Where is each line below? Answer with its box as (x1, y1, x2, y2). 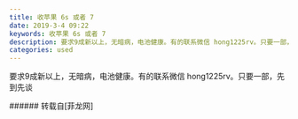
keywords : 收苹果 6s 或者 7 (9, 29, 106, 38)
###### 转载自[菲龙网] (9, 100, 94, 111)
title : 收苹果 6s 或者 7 (9, 12, 95, 22)
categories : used (9, 46, 74, 55)
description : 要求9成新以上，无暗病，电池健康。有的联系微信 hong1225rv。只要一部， (9, 37, 294, 47)
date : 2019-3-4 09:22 (9, 21, 90, 30)
